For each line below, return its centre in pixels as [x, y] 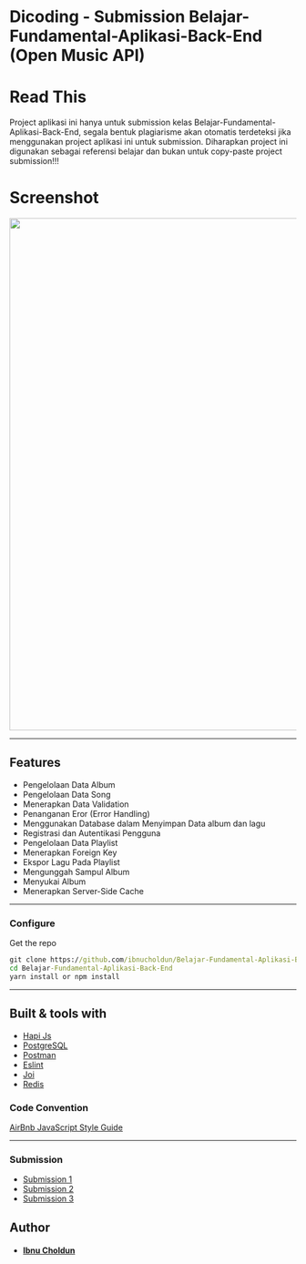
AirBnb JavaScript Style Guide [66, 1127]
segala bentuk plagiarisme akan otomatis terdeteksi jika [187, 132]
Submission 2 [48, 1189]
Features [35, 763]
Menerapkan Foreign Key [70, 852]
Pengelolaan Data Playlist [70, 842]
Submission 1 [47, 1179]
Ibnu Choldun [49, 1250]
